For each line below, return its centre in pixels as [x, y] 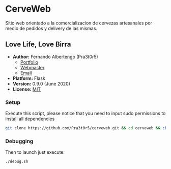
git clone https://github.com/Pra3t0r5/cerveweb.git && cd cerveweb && [83, 128]
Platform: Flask [29, 78]
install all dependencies [30, 119]
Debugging [19, 141]
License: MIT [27, 89]
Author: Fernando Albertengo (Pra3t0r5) [55, 57]
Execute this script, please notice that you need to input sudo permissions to [85, 114]
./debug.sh [17, 162]
